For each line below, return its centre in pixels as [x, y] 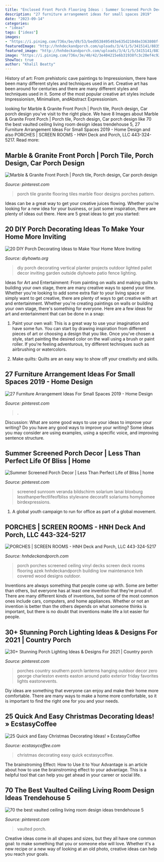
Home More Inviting [36, 237]
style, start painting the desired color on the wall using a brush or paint [83, 339]
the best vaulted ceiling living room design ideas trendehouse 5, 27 [72, 124]
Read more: [28, 140]
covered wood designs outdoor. [49, 576]
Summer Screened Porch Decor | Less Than [73, 453]
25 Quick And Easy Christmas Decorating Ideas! [80, 717]
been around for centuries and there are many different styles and [72, 89]
